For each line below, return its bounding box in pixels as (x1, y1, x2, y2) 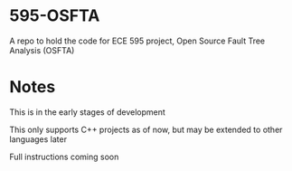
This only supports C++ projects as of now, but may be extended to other (9, 124, 283, 135)
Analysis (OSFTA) (9, 44, 75, 55)
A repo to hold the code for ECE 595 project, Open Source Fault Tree (9, 35, 265, 46)
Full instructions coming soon (9, 151, 119, 162)
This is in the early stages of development (9, 106, 165, 118)
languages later (9, 133, 68, 145)
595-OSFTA (9, 5, 100, 26)
